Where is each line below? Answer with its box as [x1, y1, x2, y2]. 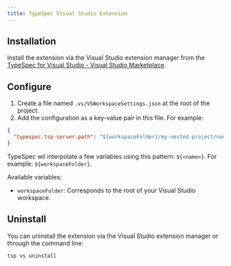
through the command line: [7, 239, 84, 247]
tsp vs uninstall [7, 252, 57, 259]
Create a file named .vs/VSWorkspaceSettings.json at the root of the [16, 99, 210, 107]
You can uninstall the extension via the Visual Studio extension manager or [7, 232, 219, 240]
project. [16, 107, 39, 115]
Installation [7, 36, 56, 47]
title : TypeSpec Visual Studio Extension [7, 10, 128, 17]
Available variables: [7, 173, 62, 181]
